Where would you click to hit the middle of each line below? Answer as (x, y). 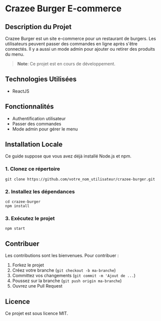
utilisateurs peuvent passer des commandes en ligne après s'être (71, 44)
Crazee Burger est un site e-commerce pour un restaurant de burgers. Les (80, 38)
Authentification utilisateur (39, 118)
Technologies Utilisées (41, 79)
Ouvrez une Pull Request (37, 286)
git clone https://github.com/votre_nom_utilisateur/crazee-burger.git (80, 179)
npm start (15, 229)
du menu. (15, 54)
